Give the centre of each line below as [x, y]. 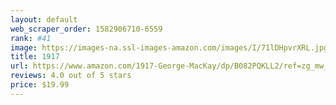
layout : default [44, 19]
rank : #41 [31, 38]
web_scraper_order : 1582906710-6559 [86, 29]
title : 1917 [35, 57]
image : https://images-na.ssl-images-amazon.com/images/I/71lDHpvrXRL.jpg [169, 47]
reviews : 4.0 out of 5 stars [71, 76]
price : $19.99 [40, 85]
